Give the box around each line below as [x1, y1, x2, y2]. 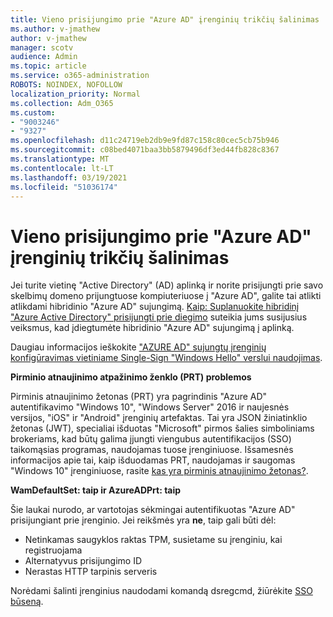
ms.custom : [10, 107, 56, 118]
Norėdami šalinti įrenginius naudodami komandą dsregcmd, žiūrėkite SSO [10, 585, 313, 597]
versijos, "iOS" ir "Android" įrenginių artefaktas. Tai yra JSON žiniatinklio [10, 412, 308, 424]
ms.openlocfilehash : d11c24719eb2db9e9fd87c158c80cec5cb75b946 [10, 136, 280, 146]
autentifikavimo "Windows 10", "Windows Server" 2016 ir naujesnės [10, 401, 290, 413]
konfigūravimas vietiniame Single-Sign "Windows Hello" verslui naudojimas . [10, 352, 323, 364]
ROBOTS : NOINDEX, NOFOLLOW [10, 80, 123, 90]
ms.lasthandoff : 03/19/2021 [10, 172, 128, 183]
